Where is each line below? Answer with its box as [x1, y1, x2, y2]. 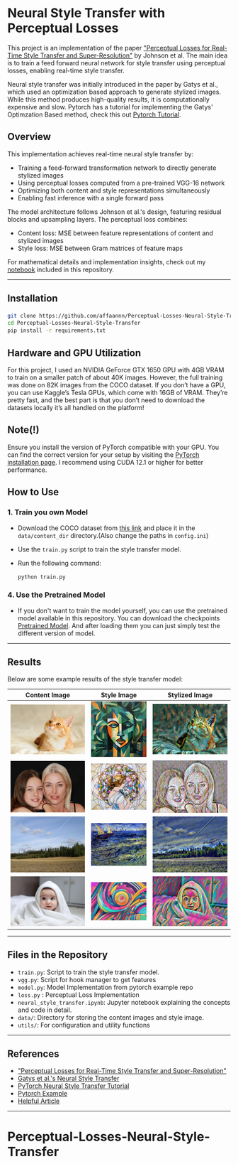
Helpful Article [17, 1096, 60, 1106]
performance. [7, 465, 47, 474]
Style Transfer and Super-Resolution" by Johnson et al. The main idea [23, 51, 228, 60]
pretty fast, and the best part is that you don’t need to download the [7, 396, 205, 404]
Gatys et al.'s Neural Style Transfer [17, 1074, 120, 1083]
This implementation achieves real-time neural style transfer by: [7, 149, 194, 158]
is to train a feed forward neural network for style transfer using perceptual [7, 58, 226, 67]
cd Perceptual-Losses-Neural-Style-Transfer [7, 320, 141, 327]
